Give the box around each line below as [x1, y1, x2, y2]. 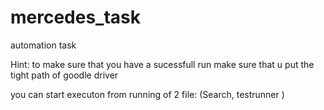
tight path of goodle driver [10, 69, 119, 81]
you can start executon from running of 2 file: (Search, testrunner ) [10, 88, 285, 100]
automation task [10, 39, 77, 51]
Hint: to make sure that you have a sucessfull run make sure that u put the [10, 58, 315, 70]
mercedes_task [10, 6, 142, 29]
